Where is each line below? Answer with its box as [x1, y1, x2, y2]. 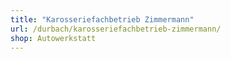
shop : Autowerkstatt [10, 33, 97, 43]
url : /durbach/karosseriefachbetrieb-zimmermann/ [10, 24, 222, 34]
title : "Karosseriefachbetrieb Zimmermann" [10, 14, 195, 25]
